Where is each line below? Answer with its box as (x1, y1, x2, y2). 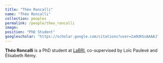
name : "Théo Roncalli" (5, 12, 51, 16)
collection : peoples (5, 16, 47, 21)
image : (5, 25, 18, 30)
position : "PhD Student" (5, 30, 55, 34)
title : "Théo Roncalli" (5, 7, 53, 12)
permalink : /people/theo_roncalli (5, 20, 75, 26)
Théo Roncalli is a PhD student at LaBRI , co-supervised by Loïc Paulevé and (5, 47, 158, 53)
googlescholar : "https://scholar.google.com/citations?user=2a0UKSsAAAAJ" (5, 34, 160, 39)
